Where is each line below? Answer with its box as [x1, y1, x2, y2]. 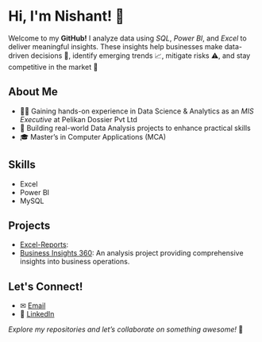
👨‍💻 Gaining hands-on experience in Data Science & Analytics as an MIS [19, 106, 254, 116]
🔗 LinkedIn [19, 309, 55, 319]
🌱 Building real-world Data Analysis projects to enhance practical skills [19, 123, 252, 133]
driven [8, 51, 29, 60]
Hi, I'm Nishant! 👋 [8, 7, 125, 25]
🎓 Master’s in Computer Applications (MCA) [19, 132, 167, 141]
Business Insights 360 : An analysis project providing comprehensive [19, 248, 244, 258]
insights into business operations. [19, 257, 130, 267]
